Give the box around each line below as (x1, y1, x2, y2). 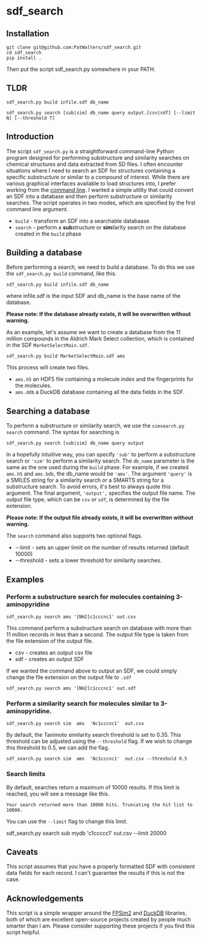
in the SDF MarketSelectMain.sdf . (6, 341, 89, 349)
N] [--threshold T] (6, 115, 55, 121)
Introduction (6, 131, 54, 142)
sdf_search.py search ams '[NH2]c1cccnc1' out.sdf (6, 685, 136, 691)
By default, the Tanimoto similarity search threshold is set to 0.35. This (6, 731, 181, 739)
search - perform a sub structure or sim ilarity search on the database (14, 223, 186, 231)
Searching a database (6, 406, 90, 416)
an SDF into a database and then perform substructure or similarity (6, 193, 173, 200)
